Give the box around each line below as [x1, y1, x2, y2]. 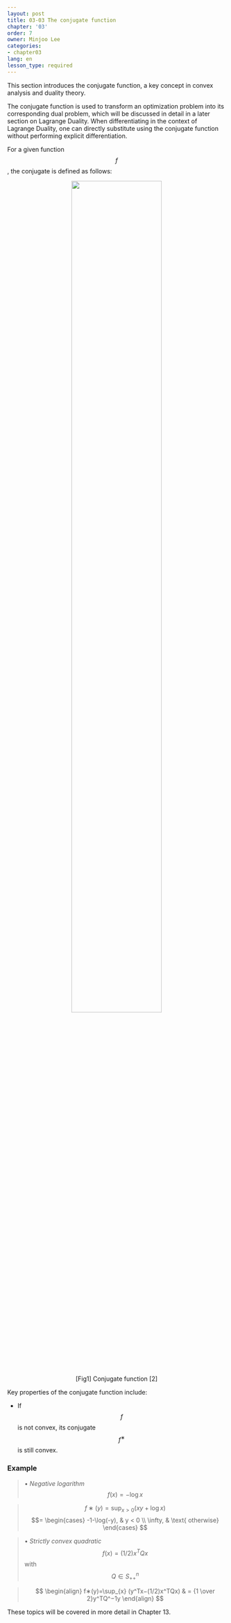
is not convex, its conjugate [17, 1423, 96, 1432]
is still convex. [17, 1446, 58, 1455]
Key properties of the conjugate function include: [7, 1388, 148, 1396]
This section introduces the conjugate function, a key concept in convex [7, 81, 214, 89]
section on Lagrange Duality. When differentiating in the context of [7, 116, 198, 125]
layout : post [7, 10, 45, 17]
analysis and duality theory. [7, 88, 86, 97]
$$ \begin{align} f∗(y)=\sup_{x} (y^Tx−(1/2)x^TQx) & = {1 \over [35, 1587, 215, 1595]
